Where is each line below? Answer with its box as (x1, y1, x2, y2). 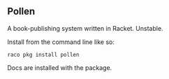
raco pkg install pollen (7, 51, 80, 58)
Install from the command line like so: (7, 38, 115, 46)
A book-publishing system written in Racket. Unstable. (7, 24, 163, 32)
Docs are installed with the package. (7, 63, 112, 72)
